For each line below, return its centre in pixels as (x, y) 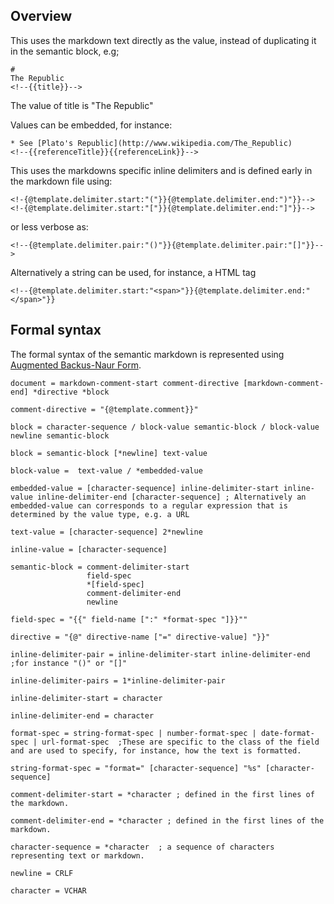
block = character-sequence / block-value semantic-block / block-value (165, 427)
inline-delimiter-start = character (86, 698)
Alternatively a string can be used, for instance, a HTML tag (133, 272)
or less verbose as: (49, 226)
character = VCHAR (48, 890)
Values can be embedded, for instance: (91, 125)
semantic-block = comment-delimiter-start (100, 567)
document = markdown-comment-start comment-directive (125, 383)
